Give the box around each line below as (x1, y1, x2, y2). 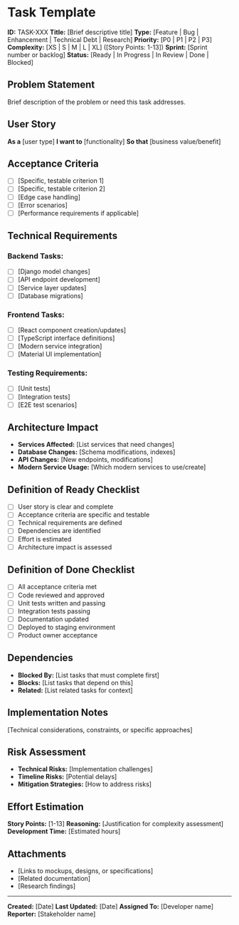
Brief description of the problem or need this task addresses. (7, 97, 186, 106)
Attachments (7, 847, 67, 860)
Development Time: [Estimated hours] (7, 827, 121, 836)
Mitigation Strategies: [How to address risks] (17, 780, 152, 788)
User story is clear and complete (17, 502, 114, 511)
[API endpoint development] (17, 275, 101, 284)
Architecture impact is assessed (17, 542, 112, 551)
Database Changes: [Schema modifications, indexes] (17, 448, 176, 456)
